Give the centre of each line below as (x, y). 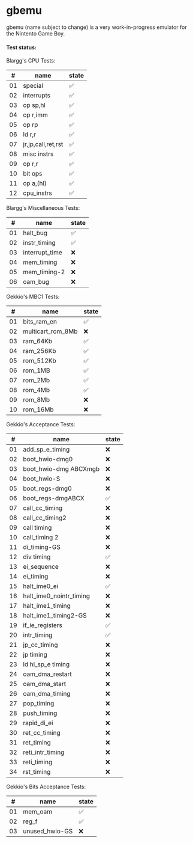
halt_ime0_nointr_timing (56, 596)
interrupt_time (43, 253)
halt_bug (35, 233)
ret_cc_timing (42, 733)
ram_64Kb (38, 342)
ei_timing (36, 577)
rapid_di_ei (38, 723)
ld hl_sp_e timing (46, 664)
